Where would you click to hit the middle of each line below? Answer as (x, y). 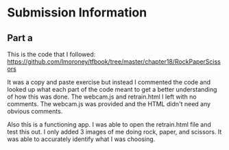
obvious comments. (35, 111)
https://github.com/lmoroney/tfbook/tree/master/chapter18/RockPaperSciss (114, 62)
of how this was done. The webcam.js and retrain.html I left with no (102, 97)
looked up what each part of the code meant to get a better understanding (112, 89)
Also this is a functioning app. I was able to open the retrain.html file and (109, 124)
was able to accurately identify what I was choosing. (81, 139)
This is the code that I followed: (51, 54)
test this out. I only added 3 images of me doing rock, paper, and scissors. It (114, 132)
